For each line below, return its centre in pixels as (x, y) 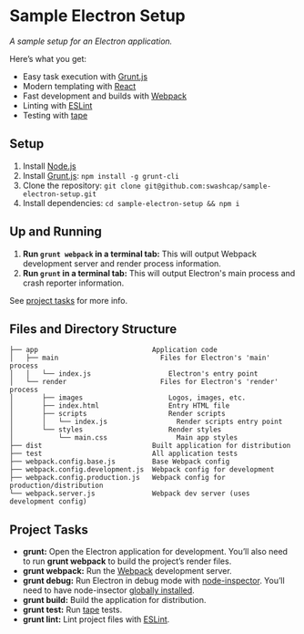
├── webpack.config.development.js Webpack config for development (142, 470)
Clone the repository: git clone (81, 185)
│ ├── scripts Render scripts (117, 414)
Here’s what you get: (48, 58)
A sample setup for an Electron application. (91, 41)
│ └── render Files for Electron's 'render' (144, 382)
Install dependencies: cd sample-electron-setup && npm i (131, 203)
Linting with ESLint (57, 105)
